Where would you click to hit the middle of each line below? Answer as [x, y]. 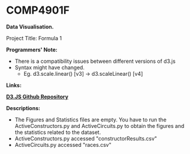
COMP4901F [38, 10]
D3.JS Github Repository [37, 97]
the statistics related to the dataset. [58, 132]
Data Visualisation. [30, 27]
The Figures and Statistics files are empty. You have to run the [91, 120]
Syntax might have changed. [49, 67]
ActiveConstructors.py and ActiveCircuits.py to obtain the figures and [99, 126]
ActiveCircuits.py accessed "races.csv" [63, 145]
